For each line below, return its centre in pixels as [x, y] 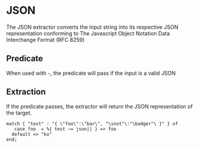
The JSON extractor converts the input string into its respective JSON [92, 27]
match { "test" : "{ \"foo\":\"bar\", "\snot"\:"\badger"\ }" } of [92, 123]
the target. [19, 113]
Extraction [26, 92]
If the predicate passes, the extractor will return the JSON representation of [99, 106]
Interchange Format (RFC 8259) [46, 40]
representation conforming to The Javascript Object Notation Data [88, 33]
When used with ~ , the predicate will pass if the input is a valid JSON [91, 73]
